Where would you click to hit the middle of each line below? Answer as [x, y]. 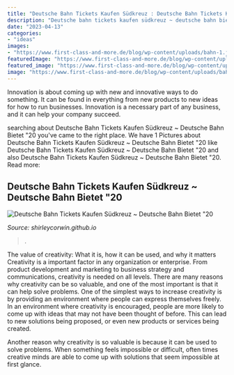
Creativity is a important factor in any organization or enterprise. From [107, 262]
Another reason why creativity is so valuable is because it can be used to [112, 342]
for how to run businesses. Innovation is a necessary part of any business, [114, 107]
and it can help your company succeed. [64, 114]
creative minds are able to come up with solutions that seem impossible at [114, 357]
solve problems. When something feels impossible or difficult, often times [112, 350]
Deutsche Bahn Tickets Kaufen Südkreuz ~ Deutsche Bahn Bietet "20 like [112, 142]
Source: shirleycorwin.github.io [52, 228]
